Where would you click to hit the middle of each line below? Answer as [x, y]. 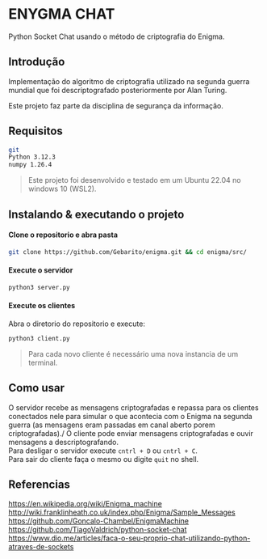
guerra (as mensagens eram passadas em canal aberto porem [112, 425]
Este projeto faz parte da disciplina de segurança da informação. [116, 105]
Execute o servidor [41, 270]
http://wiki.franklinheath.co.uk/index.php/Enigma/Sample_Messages [122, 512]
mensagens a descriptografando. [64, 442]
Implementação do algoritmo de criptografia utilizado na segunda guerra [129, 81]
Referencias [40, 485]
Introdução [37, 62]
